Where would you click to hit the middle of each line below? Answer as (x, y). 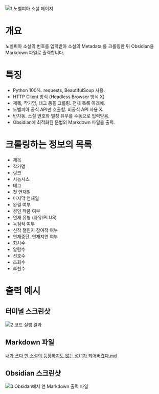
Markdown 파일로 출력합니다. (35, 52)
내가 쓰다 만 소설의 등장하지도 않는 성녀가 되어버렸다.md (61, 356)
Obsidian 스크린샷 (33, 373)
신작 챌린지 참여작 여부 (35, 230)
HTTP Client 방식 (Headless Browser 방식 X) (59, 97)
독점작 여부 (24, 224)
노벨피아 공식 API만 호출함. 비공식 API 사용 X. (58, 109)
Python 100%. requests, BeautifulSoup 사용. (59, 90)
